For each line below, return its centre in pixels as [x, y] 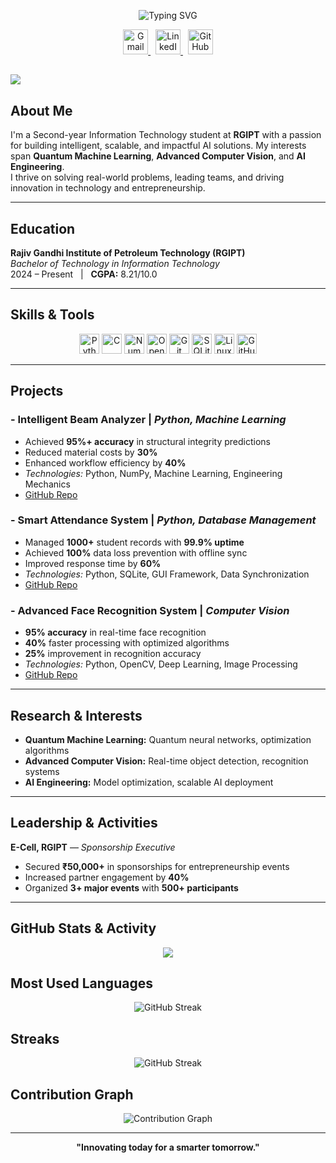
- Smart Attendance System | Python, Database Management [163, 520]
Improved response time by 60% [93, 563]
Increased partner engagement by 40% [107, 877]
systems [42, 771]
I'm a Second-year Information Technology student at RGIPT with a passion [166, 135]
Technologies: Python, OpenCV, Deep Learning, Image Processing [161, 664]
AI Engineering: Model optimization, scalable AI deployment [149, 782]
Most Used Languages [81, 983]
